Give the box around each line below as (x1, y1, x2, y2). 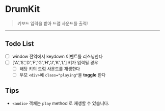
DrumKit (5, 3, 40, 15)
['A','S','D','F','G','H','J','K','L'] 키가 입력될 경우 (12, 59, 98, 65)
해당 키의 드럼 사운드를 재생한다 (19, 66, 80, 72)
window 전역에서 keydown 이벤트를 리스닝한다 (12, 53, 103, 59)
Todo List (5, 39, 34, 48)
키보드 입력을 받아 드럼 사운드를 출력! (17, 20, 88, 26)
